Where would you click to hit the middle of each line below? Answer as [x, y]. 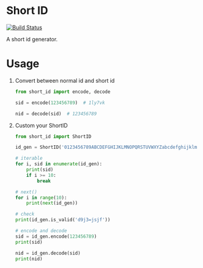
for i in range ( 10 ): [41, 198]
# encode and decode [41, 231]
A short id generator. [32, 39]
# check [25, 214]
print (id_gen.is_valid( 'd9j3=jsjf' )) [63, 220]
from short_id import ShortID [53, 136]
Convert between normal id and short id [65, 80]
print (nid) [29, 259]
